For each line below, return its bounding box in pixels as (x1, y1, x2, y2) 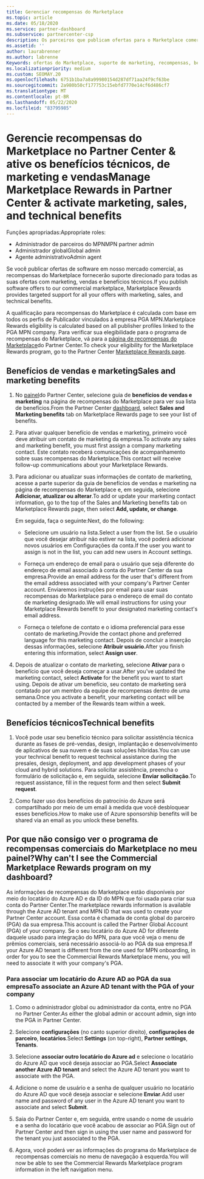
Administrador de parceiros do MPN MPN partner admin (15, 241, 154, 248)
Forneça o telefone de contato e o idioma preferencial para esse (24, 624, 185, 631)
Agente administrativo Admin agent (15, 254, 102, 261)
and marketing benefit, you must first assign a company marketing (15, 442, 182, 449)
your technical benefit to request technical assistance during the (15, 753, 177, 761)
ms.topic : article (6, 15, 53, 21)
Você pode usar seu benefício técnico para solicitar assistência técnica (15, 734, 194, 741)
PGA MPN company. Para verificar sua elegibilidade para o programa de (6, 329, 187, 336)
